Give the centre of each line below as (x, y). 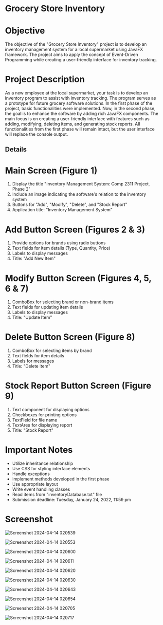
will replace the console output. (36, 134)
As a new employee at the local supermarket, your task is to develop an (77, 93)
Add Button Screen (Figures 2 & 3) (75, 230)
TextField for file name (35, 420)
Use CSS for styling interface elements (51, 469)
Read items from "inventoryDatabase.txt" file (57, 495)
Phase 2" (21, 189)
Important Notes (39, 450)
